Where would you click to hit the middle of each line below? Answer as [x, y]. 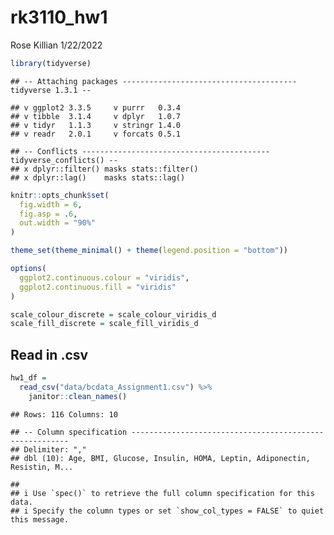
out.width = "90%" [58, 223]
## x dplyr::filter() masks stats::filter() [104, 169]
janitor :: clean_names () [78, 396]
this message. [40, 519]
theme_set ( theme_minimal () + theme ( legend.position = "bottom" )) [149, 251]
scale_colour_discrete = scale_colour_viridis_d [113, 314]
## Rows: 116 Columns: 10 [64, 414]
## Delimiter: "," [48, 449]
